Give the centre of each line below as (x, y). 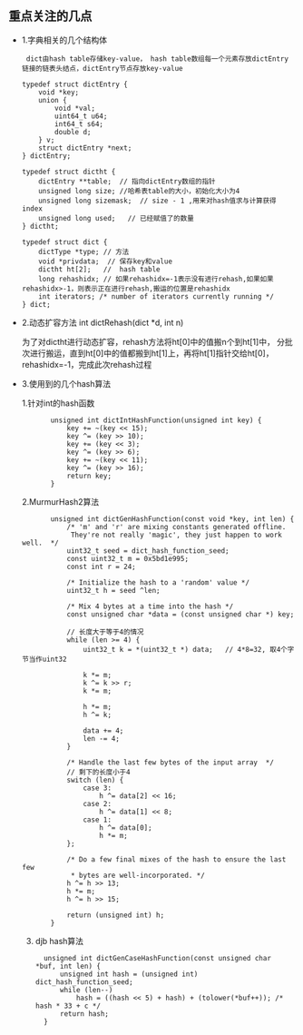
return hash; (84, 1014)
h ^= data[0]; (125, 828)
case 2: (98, 803)
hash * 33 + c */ (68, 1006)
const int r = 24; (102, 567)
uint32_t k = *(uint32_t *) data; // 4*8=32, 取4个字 (189, 649)
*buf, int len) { (68, 966)
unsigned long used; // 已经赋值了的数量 (116, 218)
